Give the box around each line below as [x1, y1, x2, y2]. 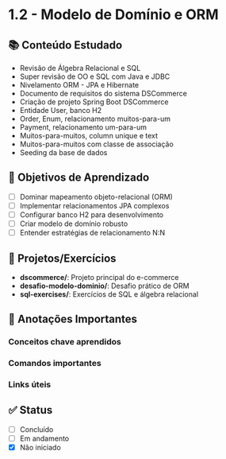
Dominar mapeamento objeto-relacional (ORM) [19, 192, 173, 201]
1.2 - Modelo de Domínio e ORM [8, 6, 220, 24]
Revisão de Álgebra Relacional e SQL [19, 64, 141, 72]
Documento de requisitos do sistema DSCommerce [19, 89, 188, 98]
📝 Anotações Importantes [8, 313, 137, 326]
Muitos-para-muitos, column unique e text [19, 131, 159, 140]
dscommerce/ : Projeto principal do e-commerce [19, 272, 179, 282]
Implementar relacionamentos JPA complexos [19, 200, 170, 210]
